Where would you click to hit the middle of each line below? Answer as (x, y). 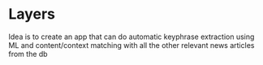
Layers (32, 14)
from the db (28, 54)
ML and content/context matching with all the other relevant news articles (131, 45)
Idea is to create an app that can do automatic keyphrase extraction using (131, 37)
